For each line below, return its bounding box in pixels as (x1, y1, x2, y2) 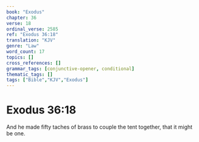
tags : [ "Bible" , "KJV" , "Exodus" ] (6, 77, 88, 83)
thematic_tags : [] (6, 71, 53, 77)
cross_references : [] (6, 60, 61, 66)
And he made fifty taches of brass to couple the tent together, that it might (6, 123, 193, 131)
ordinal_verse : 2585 (6, 26, 59, 32)
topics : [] (6, 54, 34, 60)
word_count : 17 (6, 49, 45, 55)
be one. (6, 130, 26, 137)
